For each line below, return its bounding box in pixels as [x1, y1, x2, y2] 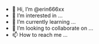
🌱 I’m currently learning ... [11, 18, 76, 25]
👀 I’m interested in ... [11, 12, 63, 19]
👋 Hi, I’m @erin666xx [11, 6, 65, 12]
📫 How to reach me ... [11, 32, 68, 38]
